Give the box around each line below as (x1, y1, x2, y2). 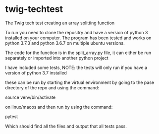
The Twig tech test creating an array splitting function (5, 20, 115, 26)
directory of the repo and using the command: (5, 84, 99, 90)
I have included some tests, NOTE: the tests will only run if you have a (5, 65, 148, 70)
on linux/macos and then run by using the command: (5, 104, 113, 110)
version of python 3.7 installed (5, 69, 67, 75)
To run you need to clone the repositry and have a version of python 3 (5, 29, 148, 35)
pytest (5, 113, 18, 120)
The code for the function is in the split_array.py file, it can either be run (5, 50, 152, 56)
